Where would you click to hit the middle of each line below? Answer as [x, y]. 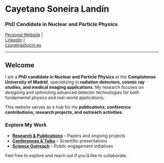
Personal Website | [24, 35]
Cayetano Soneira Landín [57, 9]
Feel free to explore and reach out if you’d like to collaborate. [66, 155]
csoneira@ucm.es [23, 45]
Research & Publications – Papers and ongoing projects [69, 136]
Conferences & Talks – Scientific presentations [60, 141]
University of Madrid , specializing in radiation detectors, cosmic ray [75, 82]
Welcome [20, 65]
